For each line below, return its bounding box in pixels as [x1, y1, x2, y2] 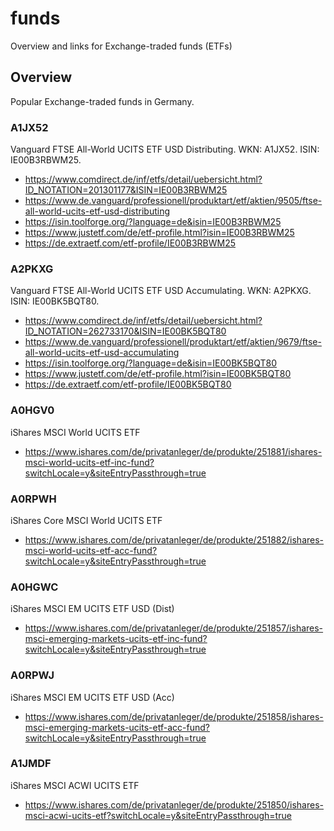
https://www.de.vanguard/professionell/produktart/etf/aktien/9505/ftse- [24, 195, 323, 207]
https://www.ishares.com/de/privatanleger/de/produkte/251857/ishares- [24, 622, 324, 634]
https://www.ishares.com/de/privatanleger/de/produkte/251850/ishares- [24, 798, 324, 811]
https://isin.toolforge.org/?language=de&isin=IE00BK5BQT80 [24, 357, 278, 369]
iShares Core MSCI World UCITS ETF [10, 514, 163, 526]
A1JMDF [10, 757, 52, 771]
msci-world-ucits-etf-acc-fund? [24, 544, 158, 556]
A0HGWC [10, 580, 59, 594]
